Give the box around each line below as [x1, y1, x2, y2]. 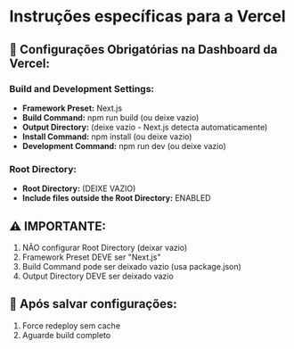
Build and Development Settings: [9, 82, 154, 95]
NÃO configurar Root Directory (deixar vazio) [21, 242, 188, 253]
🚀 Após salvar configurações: [9, 296, 178, 312]
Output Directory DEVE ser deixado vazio [21, 270, 174, 281]
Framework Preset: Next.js [21, 103, 123, 113]
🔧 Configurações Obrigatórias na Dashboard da [9, 42, 278, 57]
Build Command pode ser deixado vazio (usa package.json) [21, 261, 242, 271]
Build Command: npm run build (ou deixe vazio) [21, 112, 200, 122]
